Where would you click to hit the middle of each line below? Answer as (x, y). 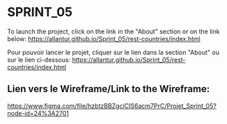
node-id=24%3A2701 (38, 113)
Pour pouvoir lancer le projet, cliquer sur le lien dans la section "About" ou (113, 52)
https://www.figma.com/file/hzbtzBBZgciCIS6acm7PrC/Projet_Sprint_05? (112, 106)
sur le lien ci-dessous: (39, 59)
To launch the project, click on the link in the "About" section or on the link (113, 31)
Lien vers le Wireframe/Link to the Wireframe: (109, 89)
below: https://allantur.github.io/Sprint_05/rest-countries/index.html (104, 38)
